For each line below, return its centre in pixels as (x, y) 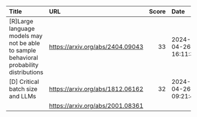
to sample (23, 50)
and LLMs (23, 96)
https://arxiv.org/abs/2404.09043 (96, 47)
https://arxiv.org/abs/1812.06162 (96, 89)
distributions (26, 72)
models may (26, 36)
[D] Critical (24, 82)
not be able (24, 43)
